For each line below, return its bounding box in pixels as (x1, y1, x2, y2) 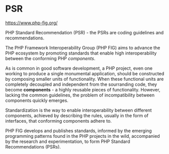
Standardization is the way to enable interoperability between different (5, 107, 152, 113)
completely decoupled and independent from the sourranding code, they (5, 81, 157, 87)
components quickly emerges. (5, 97, 69, 104)
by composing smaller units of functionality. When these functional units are (5, 76, 164, 82)
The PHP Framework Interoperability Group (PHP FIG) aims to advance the (5, 44, 160, 50)
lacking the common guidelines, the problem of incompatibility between (5, 92, 155, 98)
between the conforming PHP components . (5, 55, 96, 61)
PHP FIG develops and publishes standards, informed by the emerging (5, 127, 152, 134)
